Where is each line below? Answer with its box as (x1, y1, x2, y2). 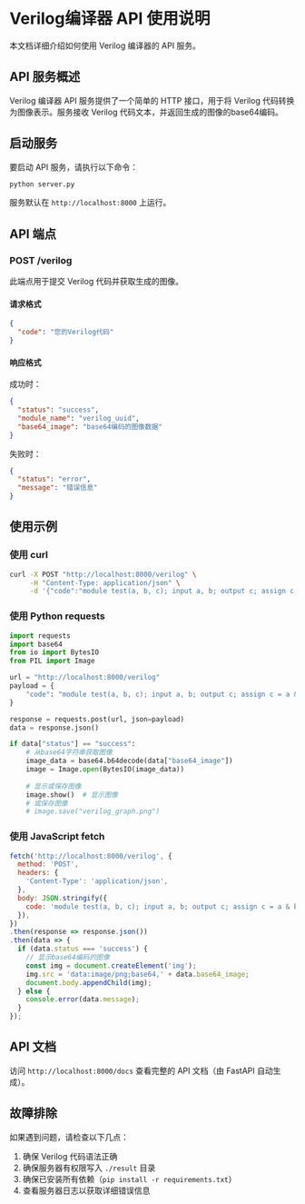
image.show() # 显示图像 (25, 790, 118, 800)
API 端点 (9, 226, 57, 242)
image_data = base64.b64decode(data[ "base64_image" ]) (25, 756, 233, 766)
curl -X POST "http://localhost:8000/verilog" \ (9, 570, 197, 579)
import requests (9, 631, 71, 641)
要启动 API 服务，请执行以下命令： (9, 161, 139, 173)
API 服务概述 (9, 69, 81, 85)
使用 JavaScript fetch (9, 831, 105, 843)
